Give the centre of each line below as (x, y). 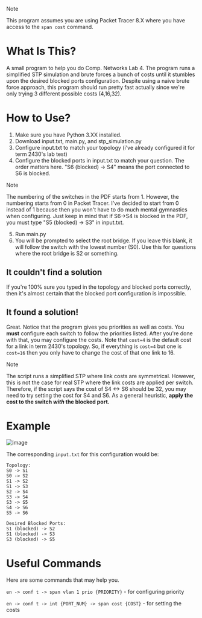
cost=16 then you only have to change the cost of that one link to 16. (91, 352)
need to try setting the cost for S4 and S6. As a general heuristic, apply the (100, 395)
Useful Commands (54, 563)
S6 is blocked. (33, 173)
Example (28, 426)
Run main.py (30, 234)
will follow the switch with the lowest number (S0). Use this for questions (106, 246)
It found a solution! (43, 313)
